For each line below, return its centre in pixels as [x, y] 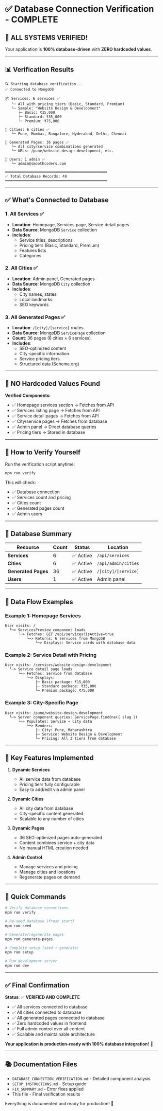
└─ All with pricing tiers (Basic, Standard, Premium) [68, 104]
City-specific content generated [51, 813]
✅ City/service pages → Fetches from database [60, 421]
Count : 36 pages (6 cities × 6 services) [51, 338]
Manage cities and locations [48, 872]
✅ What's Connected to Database [57, 200]
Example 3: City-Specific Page [42, 703]
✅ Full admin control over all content [48, 1029]
